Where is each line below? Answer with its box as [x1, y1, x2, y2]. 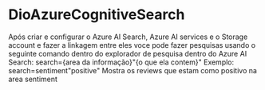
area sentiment [8, 74, 58, 84]
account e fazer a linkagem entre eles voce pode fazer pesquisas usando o [8, 40, 256, 49]
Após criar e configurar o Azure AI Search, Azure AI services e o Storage [8, 32, 248, 41]
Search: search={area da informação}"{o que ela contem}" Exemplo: [8, 57, 235, 67]
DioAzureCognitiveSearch [8, 6, 185, 24]
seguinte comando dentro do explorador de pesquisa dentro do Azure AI [8, 49, 247, 58]
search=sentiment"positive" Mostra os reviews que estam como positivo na [8, 65, 258, 75]
